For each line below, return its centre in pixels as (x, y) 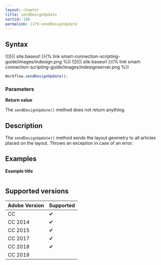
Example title (19, 171)
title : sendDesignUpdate (31, 15)
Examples (21, 159)
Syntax (17, 44)
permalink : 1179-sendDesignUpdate (41, 24)
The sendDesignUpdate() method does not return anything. (65, 110)
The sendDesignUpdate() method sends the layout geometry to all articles (80, 138)
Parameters (20, 89)
